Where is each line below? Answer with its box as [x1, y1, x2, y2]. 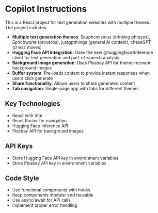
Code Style [5, 174, 39, 182]
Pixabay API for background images [12, 128, 84, 134]
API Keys [5, 142, 33, 150]
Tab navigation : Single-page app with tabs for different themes [12, 85, 139, 91]
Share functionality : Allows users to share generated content [12, 80, 135, 86]
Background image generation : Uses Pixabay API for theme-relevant [12, 60, 151, 66]
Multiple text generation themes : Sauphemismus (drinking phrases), [12, 34, 150, 40]
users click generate [12, 75, 53, 81]
